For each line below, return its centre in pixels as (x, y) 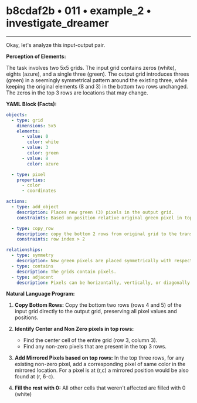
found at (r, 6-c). (34, 377)
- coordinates (39, 191)
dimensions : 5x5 (37, 126)
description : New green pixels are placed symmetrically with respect (105, 261)
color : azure (43, 164)
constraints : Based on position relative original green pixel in (99, 218)
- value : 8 (35, 158)
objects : (17, 115)
